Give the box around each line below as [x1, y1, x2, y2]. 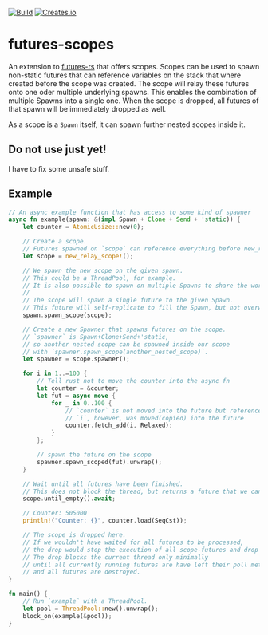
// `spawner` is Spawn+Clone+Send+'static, [22, 333, 170, 341]
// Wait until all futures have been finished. [22, 479, 183, 488]
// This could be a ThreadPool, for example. [22, 274, 177, 282]
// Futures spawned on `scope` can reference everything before [22, 245, 241, 253]
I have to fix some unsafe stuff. [8, 164, 110, 173]
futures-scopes [8, 36, 114, 53]
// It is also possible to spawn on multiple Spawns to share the [22, 282, 248, 290]
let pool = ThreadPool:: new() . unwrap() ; [22, 605, 159, 613]
